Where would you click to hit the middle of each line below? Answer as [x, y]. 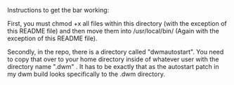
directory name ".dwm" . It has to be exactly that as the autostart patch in [113, 67]
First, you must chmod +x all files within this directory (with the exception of [117, 23]
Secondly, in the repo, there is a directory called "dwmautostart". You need [116, 52]
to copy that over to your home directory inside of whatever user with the [113, 59]
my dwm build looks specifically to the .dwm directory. [86, 74]
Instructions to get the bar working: [58, 10]
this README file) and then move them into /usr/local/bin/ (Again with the [113, 31]
